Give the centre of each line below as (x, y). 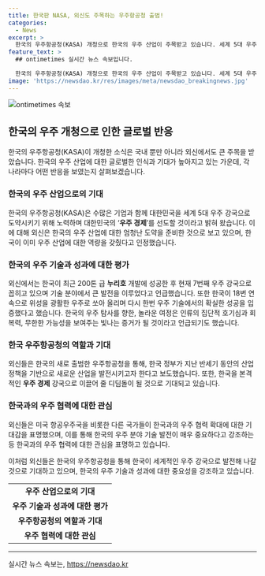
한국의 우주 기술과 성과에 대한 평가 (69, 265)
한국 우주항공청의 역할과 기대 (60, 345)
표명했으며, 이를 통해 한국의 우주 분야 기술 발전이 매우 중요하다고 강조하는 (142, 434)
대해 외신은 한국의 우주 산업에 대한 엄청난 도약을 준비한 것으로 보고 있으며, (130, 232)
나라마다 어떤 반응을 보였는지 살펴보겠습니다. (77, 172)
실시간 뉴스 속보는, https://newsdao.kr (68, 563)
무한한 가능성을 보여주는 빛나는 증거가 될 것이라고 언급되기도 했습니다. (132, 323)
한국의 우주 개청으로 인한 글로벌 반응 (91, 132)
